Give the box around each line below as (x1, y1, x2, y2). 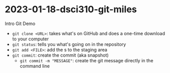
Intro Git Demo (5, 20, 36, 27)
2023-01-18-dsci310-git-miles (5, 4, 137, 15)
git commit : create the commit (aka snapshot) (12, 52, 109, 58)
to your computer (12, 36, 49, 42)
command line (19, 63, 50, 69)
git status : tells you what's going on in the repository (12, 41, 126, 47)
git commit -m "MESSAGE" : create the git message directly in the (19, 57, 154, 63)
